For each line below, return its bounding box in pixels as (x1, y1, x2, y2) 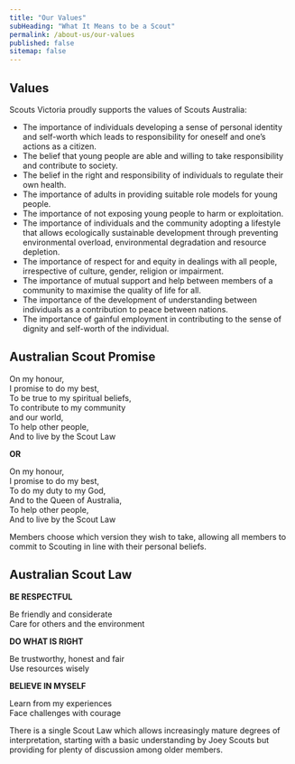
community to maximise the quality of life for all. (22, 284, 201, 295)
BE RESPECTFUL (9, 591, 73, 601)
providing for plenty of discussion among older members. (9, 744, 224, 755)
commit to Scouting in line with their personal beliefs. (9, 541, 207, 552)
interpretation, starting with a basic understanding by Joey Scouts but (9, 734, 270, 745)
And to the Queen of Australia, (9, 494, 122, 506)
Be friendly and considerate (9, 609, 113, 620)
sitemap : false (9, 47, 67, 56)
